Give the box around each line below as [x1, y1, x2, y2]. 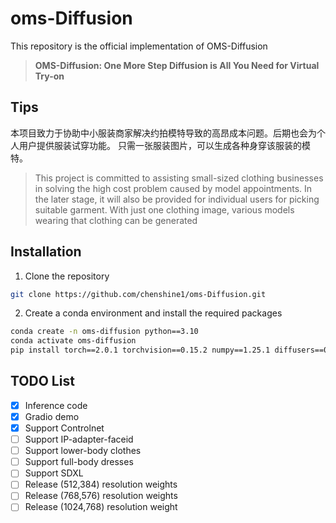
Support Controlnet [24, 422, 105, 434]
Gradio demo [24, 410, 80, 422]
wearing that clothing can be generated [34, 214, 198, 226]
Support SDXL [24, 467, 84, 479]
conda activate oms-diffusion [10, 336, 137, 346]
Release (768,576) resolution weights [24, 490, 178, 502]
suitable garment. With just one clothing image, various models [34, 203, 295, 216]
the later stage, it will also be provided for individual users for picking [34, 193, 320, 205]
